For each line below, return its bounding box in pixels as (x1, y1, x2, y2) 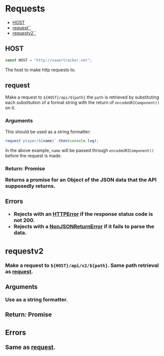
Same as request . (5, 343, 56, 352)
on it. (5, 105, 16, 111)
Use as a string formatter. (5, 296, 68, 303)
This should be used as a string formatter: (5, 128, 91, 134)
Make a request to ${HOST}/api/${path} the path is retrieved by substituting (5, 94, 160, 100)
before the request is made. (5, 152, 62, 158)
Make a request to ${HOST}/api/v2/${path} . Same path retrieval (5, 262, 159, 269)
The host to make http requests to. (5, 67, 76, 73)
